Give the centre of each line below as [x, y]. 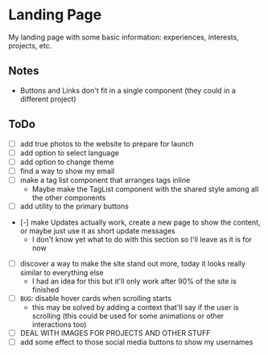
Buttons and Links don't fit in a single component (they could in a [128, 90]
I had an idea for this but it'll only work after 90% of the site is [134, 281]
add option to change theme [67, 162]
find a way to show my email [67, 171]
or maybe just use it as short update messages [97, 230]
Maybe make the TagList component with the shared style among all [145, 189]
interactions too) [59, 324]
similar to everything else [62, 272]
